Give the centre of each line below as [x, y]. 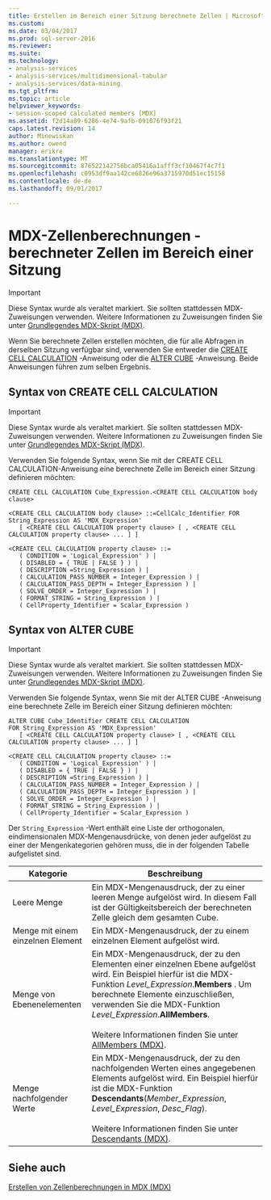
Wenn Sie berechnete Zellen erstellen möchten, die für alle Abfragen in [126, 341]
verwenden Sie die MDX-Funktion [156, 1004]
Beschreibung [175, 874]
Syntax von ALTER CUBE [71, 630]
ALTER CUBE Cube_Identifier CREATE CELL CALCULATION [99, 721]
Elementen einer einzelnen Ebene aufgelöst [174, 964]
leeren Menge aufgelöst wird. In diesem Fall [174, 898]
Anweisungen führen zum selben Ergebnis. [80, 366]
